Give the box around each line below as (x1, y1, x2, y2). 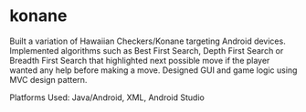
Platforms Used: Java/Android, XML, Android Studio (9, 92, 206, 103)
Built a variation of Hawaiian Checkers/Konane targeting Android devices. (9, 36, 286, 46)
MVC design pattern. (9, 74, 88, 85)
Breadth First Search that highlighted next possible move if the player (9, 55, 270, 66)
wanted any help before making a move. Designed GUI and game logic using (9, 65, 298, 76)
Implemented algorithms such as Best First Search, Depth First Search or (9, 45, 284, 56)
